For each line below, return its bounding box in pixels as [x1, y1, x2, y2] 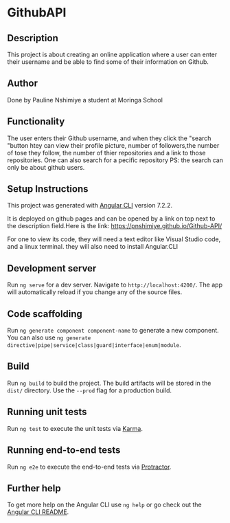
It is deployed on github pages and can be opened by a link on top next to [7, 214, 216, 223]
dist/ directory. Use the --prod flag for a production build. [7, 386, 172, 394]
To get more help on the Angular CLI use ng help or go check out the [7, 500, 202, 509]
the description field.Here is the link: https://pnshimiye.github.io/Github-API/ [7, 222, 222, 230]
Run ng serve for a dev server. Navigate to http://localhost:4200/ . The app [7, 280, 223, 289]
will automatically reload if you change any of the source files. [7, 288, 183, 296]
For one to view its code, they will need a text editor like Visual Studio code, [7, 235, 221, 243]
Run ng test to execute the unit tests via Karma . [7, 424, 143, 432]
